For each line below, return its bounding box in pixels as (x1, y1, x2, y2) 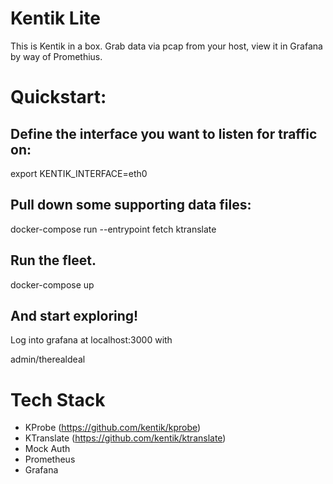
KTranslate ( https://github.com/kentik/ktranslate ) (24, 432, 227, 444)
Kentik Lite (10, 7, 101, 30)
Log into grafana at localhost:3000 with (10, 334, 173, 346)
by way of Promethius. (10, 50, 103, 62)
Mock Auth (24, 443, 71, 455)
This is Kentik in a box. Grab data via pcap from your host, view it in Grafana (10, 40, 323, 52)
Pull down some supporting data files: (10, 197, 252, 214)
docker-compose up (10, 278, 95, 291)
